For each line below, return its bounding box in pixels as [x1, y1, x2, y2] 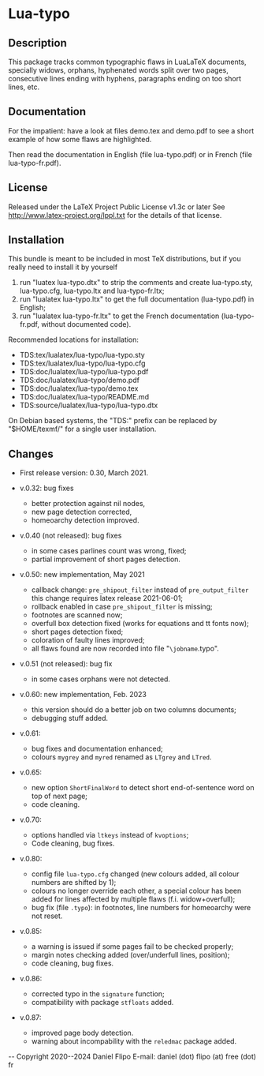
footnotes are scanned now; [31, 610, 124, 620]
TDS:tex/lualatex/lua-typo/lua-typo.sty [19, 351, 146, 360]
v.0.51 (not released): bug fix [19, 659, 113, 669]
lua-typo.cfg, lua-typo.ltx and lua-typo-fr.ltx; [19, 286, 165, 296]
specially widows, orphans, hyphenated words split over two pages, [8, 66, 229, 75]
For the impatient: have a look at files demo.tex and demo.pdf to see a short [8, 126, 255, 135]
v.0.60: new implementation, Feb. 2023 [19, 690, 147, 699]
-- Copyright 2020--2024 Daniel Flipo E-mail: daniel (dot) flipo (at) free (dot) [8, 1052, 257, 1062]
